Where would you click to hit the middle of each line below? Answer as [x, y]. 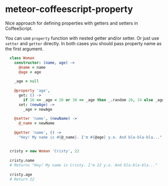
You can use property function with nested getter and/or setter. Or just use [82, 38]
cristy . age [21, 174]
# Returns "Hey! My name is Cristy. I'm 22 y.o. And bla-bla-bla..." [83, 165]
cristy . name [22, 161]
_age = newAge [38, 109]
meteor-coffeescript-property [69, 9]
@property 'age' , [32, 91]
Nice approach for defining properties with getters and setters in [72, 23]
